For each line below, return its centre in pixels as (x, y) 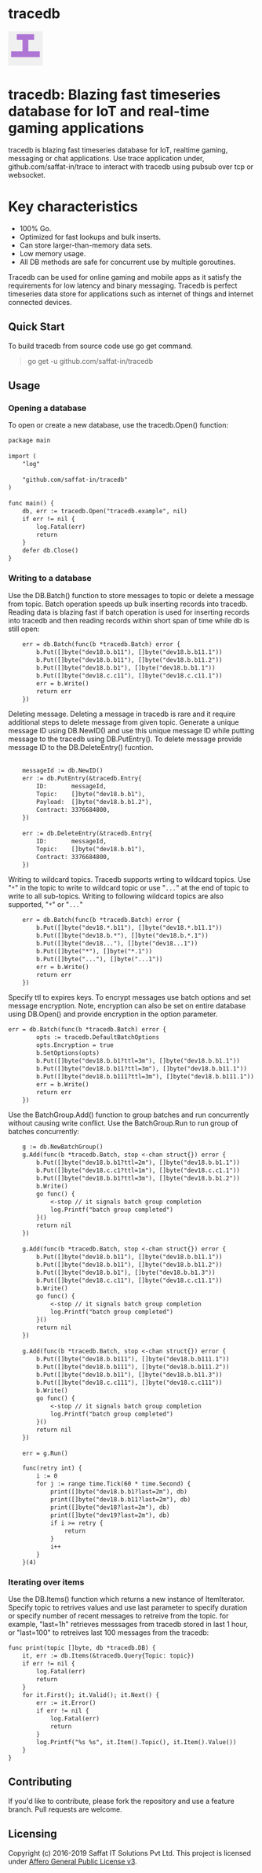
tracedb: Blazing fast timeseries (115, 95)
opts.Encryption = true (75, 1045)
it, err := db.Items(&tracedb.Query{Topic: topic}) (108, 1655)
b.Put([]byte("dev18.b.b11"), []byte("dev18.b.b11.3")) (129, 1375)
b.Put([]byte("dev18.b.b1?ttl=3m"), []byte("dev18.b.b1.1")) (138, 1061)
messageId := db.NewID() (63, 770)
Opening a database (47, 408)
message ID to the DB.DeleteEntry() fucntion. (81, 747)
